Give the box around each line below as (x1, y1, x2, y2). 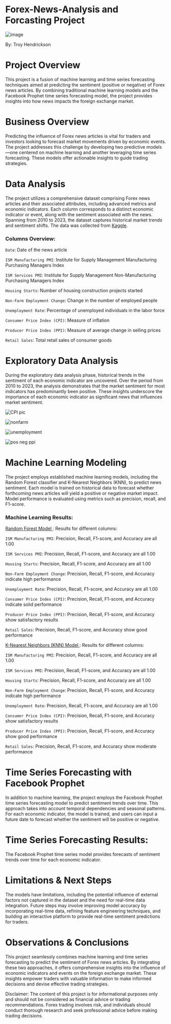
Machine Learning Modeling (5, 457, 127, 468)
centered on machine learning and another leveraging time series (18, 149, 157, 155)
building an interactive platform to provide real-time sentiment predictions (5, 913, 161, 919)
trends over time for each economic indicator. (5, 857, 101, 863)
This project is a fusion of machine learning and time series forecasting (5, 76, 155, 83)
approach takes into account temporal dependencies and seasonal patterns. (5, 806, 166, 812)
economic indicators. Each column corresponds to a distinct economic (5, 206, 154, 212)
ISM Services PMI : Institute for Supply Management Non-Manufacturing (5, 272, 157, 278)
